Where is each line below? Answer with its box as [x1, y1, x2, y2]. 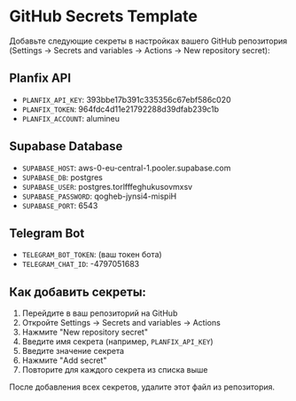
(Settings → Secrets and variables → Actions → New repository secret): [9, 44, 270, 55]
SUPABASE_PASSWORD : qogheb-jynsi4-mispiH [21, 191, 177, 201]
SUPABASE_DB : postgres [21, 171, 104, 183]
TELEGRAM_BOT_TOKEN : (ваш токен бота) [21, 249, 162, 260]
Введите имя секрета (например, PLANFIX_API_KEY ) [21, 336, 214, 347]
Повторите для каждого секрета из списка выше [21, 365, 208, 375]
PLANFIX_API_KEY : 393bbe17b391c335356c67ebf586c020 [21, 94, 232, 105]
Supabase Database [9, 139, 123, 154]
